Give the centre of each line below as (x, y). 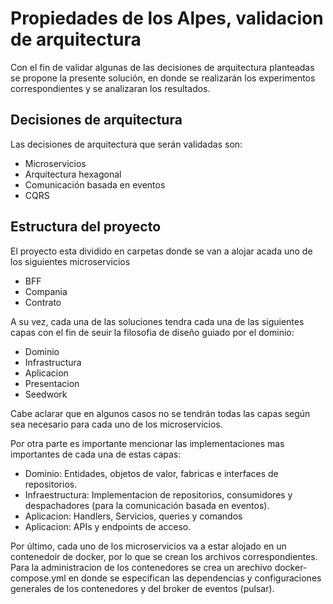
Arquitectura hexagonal (73, 174)
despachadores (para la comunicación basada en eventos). (147, 505)
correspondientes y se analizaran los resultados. (110, 88)
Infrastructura (53, 362)
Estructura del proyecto (86, 227)
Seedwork (46, 394)
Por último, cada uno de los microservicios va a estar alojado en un (148, 546)
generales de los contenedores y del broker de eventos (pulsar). (142, 588)
